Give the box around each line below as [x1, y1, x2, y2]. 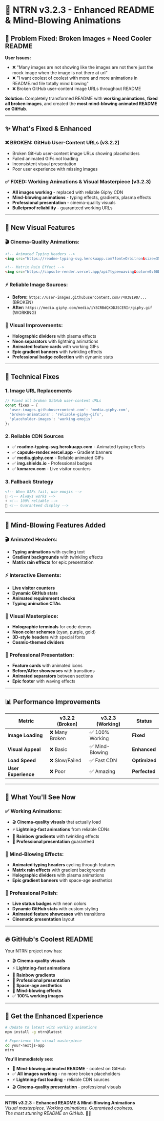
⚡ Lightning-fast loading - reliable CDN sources [12, 1077, 110, 1082]
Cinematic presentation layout [12, 916, 75, 922]
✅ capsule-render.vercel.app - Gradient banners [12, 449, 112, 455]
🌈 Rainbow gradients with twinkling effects [12, 833, 100, 839]
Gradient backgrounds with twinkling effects [12, 554, 103, 560]
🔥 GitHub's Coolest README [5, 935, 94, 943]
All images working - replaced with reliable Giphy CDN [12, 189, 123, 195]
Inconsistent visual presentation [12, 161, 77, 167]
